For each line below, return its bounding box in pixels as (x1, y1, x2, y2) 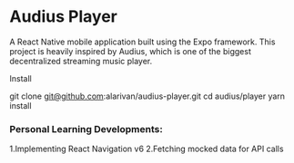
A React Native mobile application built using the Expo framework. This (9, 36, 276, 47)
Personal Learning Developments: (9, 122, 164, 135)
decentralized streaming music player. (9, 55, 153, 66)
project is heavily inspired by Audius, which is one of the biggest (9, 45, 252, 56)
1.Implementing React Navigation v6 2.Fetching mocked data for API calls (9, 143, 284, 155)
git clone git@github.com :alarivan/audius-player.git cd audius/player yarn (9, 91, 285, 101)
